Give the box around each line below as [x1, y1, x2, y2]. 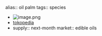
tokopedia [12, 20, 34, 25]
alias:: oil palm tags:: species [5, 5, 66, 10]
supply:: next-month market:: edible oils [12, 25, 97, 31]
